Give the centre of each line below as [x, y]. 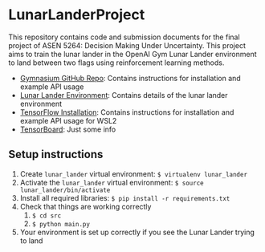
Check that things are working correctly [86, 206]
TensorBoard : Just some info [68, 129]
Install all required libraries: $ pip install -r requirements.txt [125, 197]
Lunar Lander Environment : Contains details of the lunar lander [124, 95]
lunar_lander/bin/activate [65, 190]
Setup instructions [56, 154]
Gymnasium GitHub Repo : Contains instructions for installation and [130, 78]
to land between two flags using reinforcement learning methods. [116, 63]
